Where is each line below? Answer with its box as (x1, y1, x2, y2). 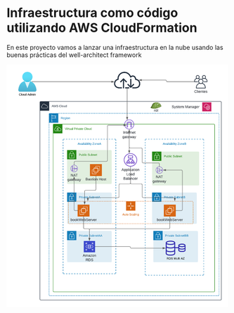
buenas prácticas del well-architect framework (6, 51, 142, 59)
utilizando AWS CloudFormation (6, 20, 197, 36)
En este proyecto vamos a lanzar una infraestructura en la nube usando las (6, 43, 223, 51)
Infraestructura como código (6, 5, 178, 21)
